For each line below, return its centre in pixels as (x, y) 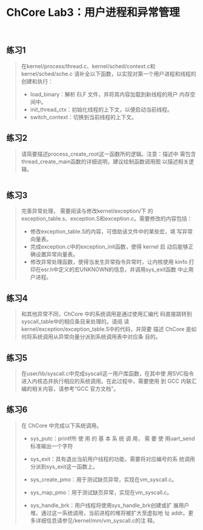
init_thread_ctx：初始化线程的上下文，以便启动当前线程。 (101, 109)
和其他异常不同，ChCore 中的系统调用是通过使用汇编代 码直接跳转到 (106, 314)
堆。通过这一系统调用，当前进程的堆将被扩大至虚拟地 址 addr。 (109, 513)
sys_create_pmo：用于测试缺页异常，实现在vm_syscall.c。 (104, 479)
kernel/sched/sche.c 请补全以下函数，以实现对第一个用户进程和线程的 (108, 74)
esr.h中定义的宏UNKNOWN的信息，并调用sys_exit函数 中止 (115, 270)
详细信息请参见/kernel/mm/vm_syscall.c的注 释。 (97, 520)
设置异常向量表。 (57, 254)
